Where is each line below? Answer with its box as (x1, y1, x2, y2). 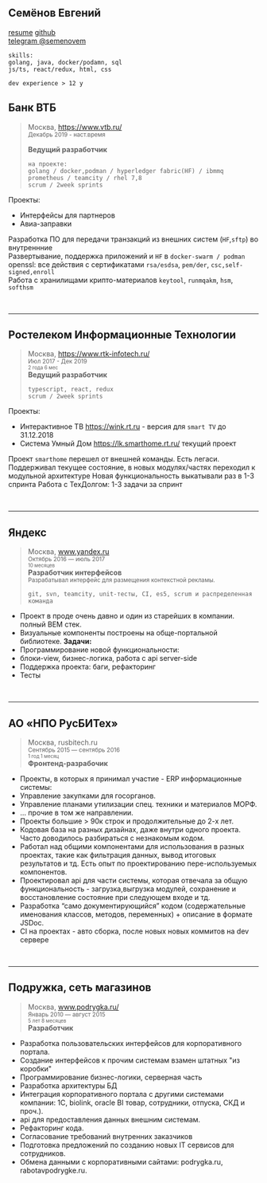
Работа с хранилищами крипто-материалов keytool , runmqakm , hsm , (8, 275, 234, 285)
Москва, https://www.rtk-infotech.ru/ (27, 349, 150, 359)
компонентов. (19, 867, 68, 877)
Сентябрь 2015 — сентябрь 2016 (27, 746, 121, 754)
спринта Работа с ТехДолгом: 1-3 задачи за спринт (8, 480, 183, 489)
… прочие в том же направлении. (19, 808, 133, 818)
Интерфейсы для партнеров (19, 210, 115, 220)
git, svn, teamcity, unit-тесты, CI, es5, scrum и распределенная (27, 590, 253, 599)
